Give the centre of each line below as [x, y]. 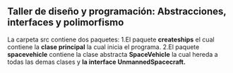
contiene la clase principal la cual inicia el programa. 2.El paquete [103, 47]
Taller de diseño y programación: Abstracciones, [117, 12]
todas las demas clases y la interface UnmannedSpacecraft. [96, 62]
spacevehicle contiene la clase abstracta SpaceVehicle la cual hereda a [113, 54]
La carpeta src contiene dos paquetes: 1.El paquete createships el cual [111, 39]
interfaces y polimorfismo [66, 23]
